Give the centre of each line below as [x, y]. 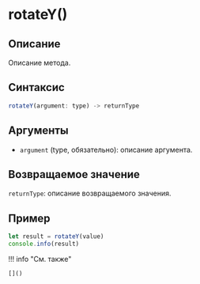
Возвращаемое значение [74, 174]
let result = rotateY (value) [56, 237]
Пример [29, 218]
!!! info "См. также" [40, 259]
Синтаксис [36, 87]
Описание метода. [40, 62]
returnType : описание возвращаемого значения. [90, 193]
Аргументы [38, 131]
